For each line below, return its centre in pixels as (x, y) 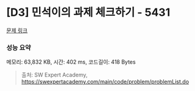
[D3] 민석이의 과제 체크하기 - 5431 (88, 12)
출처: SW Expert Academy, (54, 75)
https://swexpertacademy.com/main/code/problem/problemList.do (105, 82)
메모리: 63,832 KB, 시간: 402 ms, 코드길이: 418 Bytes (71, 62)
